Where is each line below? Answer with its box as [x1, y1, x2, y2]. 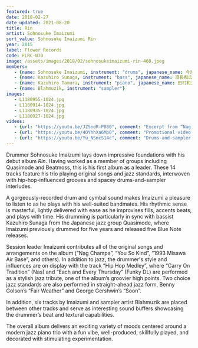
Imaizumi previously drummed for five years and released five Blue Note [6, 225, 181, 232]
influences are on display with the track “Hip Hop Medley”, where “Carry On [6, 262, 190, 269]
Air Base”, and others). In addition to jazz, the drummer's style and [6, 255, 167, 263]
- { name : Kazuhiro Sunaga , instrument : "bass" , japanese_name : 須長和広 [14, 74, 193, 80]
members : [6, 63, 28, 70]
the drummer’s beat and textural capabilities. [6, 311, 115, 318]
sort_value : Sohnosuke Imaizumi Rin [6, 36, 96, 42]
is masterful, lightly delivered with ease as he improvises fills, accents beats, [6, 206, 192, 213]
